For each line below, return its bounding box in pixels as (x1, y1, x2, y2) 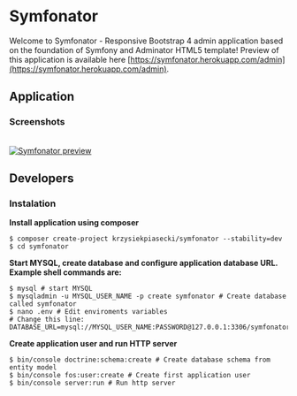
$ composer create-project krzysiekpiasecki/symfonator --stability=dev (9, 234, 283, 244)
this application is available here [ (9, 54, 131, 65)
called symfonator (9, 300, 77, 308)
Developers (9, 171, 74, 187)
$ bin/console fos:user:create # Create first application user (9, 371, 251, 380)
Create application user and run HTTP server (9, 339, 178, 349)
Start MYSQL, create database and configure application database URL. (9, 258, 278, 269)
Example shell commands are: (9, 267, 122, 278)
